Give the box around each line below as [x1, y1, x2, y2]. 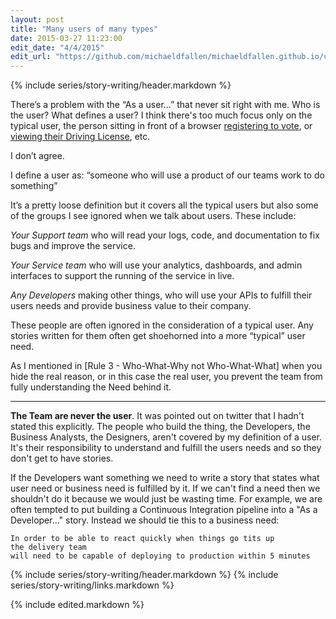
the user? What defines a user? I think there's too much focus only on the [10, 109, 313, 121]
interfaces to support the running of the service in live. [10, 270, 235, 282]
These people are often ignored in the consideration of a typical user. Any [10, 319, 314, 331]
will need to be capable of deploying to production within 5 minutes [10, 551, 311, 561]
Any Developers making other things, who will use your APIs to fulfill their [10, 289, 313, 301]
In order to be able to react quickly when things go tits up [10, 534, 275, 544]
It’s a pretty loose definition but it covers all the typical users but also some [10, 199, 319, 211]
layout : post [10, 14, 65, 25]
